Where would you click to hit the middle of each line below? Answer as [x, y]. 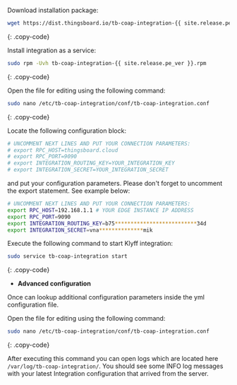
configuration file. [33, 305]
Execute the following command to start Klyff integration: [90, 244]
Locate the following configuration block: [67, 131]
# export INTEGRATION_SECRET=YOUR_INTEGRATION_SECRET [88, 170]
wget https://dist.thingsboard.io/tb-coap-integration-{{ [94, 23]
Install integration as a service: [52, 50]
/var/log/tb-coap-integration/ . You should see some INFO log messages [115, 366]
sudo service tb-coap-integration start [68, 256]
